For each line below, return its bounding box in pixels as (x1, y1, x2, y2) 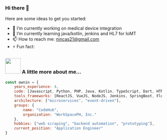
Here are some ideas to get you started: (5, 16, 87, 22)
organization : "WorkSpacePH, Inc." (23, 112, 97, 117)
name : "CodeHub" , (23, 107, 59, 112)
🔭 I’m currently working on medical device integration (12, 25, 122, 31)
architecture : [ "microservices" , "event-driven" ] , (14, 98, 121, 103)
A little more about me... (21, 69, 82, 75)
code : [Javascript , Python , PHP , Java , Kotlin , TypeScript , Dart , (14, 89, 155, 94)
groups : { (14, 103, 35, 108)
